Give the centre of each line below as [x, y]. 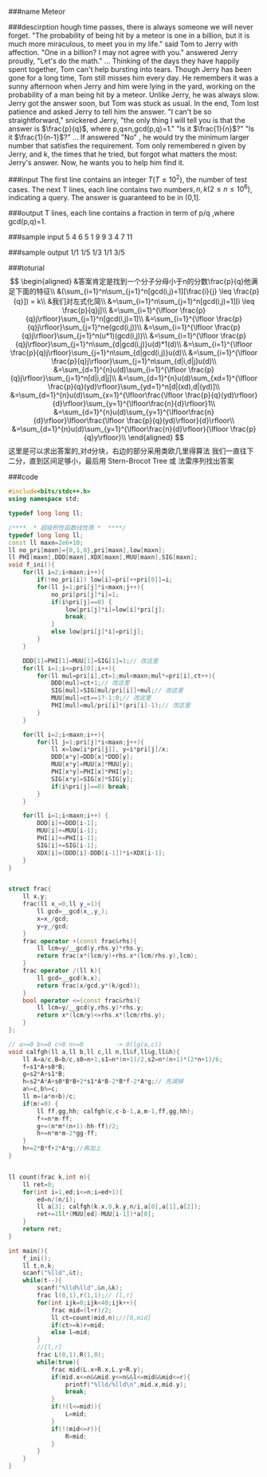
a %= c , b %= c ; [41, 1089]
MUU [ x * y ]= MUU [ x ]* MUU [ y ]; [92, 764]
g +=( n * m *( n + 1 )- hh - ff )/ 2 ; [78, 1126]
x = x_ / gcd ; [53, 918]
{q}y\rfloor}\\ [105, 437]
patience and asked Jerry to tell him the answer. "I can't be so [110, 112]
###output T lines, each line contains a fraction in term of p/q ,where [122, 213]
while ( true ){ [59, 1362]
